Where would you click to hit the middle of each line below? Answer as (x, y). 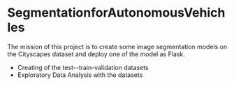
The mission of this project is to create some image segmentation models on (117, 46)
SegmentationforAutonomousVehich (116, 13)
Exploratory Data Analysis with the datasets (80, 75)
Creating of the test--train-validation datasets (83, 67)
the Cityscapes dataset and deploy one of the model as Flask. (96, 54)
